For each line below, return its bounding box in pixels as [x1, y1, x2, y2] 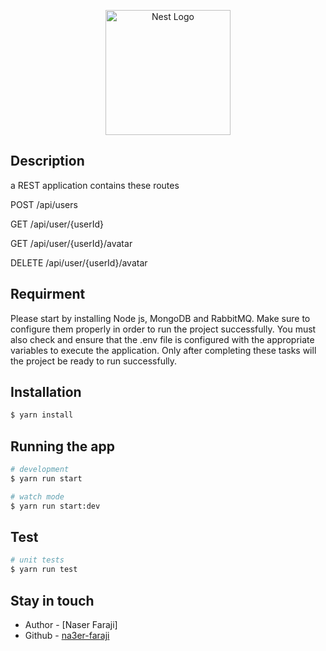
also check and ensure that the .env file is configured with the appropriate [10, 333, 315, 345]
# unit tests [10, 555, 65, 565]
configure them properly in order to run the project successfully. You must [10, 323, 317, 335]
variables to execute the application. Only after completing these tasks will [10, 344, 317, 356]
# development [10, 465, 70, 475]
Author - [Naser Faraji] [24, 619, 118, 630]
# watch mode [10, 491, 65, 502]
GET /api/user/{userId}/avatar [10, 237, 133, 249]
